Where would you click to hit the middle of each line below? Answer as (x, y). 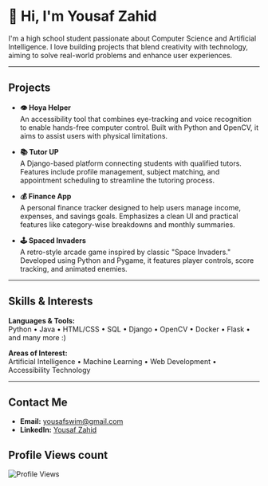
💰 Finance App (45, 196)
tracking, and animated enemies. (73, 268)
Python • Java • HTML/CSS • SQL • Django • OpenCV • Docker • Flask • (129, 329)
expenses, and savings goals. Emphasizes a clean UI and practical (129, 216)
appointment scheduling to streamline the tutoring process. (117, 180)
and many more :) (37, 337)
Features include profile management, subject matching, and (120, 171)
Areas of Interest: (38, 353)
